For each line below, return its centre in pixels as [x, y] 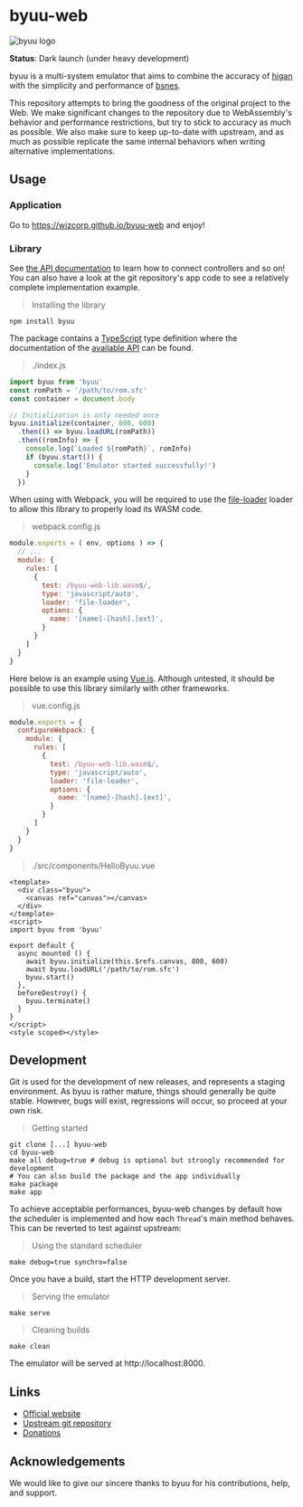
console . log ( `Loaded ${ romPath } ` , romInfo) [109, 449]
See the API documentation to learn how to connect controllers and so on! [147, 268]
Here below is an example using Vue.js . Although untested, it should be [142, 678]
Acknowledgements [67, 1461]
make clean [30, 1347]
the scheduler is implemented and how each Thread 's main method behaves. [152, 1218]
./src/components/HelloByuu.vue [93, 866]
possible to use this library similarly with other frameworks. [119, 687]
